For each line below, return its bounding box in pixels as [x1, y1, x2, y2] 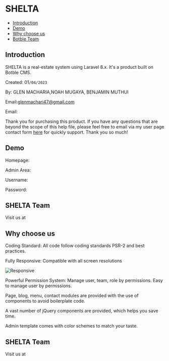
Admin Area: [5, 167, 31, 173]
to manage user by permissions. [5, 283, 72, 289]
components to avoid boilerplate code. [5, 298, 86, 304]
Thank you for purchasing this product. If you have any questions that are [5, 118, 158, 124]
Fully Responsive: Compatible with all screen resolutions [5, 258, 123, 264]
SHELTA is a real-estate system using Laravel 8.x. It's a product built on [5, 64, 154, 70]
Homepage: [5, 157, 30, 163]
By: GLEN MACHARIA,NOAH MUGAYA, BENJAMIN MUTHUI [5, 89, 129, 95]
